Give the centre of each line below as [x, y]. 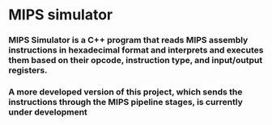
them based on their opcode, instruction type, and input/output [136, 60]
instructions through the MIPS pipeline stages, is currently [125, 102]
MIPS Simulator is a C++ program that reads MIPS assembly [128, 40]
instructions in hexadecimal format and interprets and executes [136, 50]
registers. [28, 70]
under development [48, 112]
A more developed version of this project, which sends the [125, 92]
